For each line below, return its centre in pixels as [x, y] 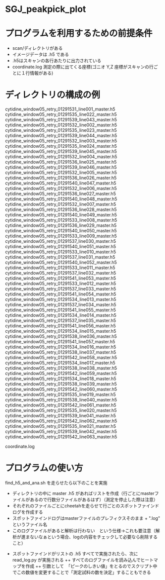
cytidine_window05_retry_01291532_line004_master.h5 [61, 157]
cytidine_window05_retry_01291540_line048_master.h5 [61, 199]
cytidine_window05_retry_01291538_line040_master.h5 [61, 400]
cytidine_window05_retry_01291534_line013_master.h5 [61, 299]
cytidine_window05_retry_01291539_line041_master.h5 [61, 416]
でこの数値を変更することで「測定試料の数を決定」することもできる [82, 572]
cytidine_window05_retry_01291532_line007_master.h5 [61, 204]
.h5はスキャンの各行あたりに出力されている [57, 61]
